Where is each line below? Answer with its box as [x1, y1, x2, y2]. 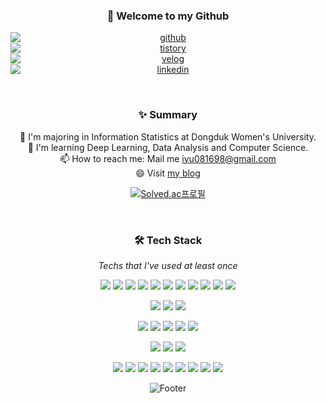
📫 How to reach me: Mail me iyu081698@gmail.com [59, 152, 277, 164]
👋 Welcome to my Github [106, 9, 230, 23]
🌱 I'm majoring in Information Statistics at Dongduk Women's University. [19, 130, 317, 143]
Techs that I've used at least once [98, 259, 238, 271]
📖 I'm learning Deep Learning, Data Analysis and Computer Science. [27, 141, 309, 153]
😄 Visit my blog [135, 167, 201, 179]
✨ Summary [138, 108, 198, 122]
